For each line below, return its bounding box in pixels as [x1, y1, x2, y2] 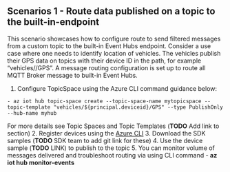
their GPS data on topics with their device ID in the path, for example [7, 56, 202, 65]
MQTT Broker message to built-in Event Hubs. [7, 71, 138, 79]
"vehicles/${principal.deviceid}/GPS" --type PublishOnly [53, 103, 224, 111]
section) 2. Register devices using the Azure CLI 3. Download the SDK [7, 129, 206, 137]
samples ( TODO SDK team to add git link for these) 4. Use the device [7, 136, 203, 144]
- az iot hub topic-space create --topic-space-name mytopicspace [7, 98, 202, 105]
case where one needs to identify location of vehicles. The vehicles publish [7, 49, 221, 57]
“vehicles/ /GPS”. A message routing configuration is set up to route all [7, 63, 206, 72]
